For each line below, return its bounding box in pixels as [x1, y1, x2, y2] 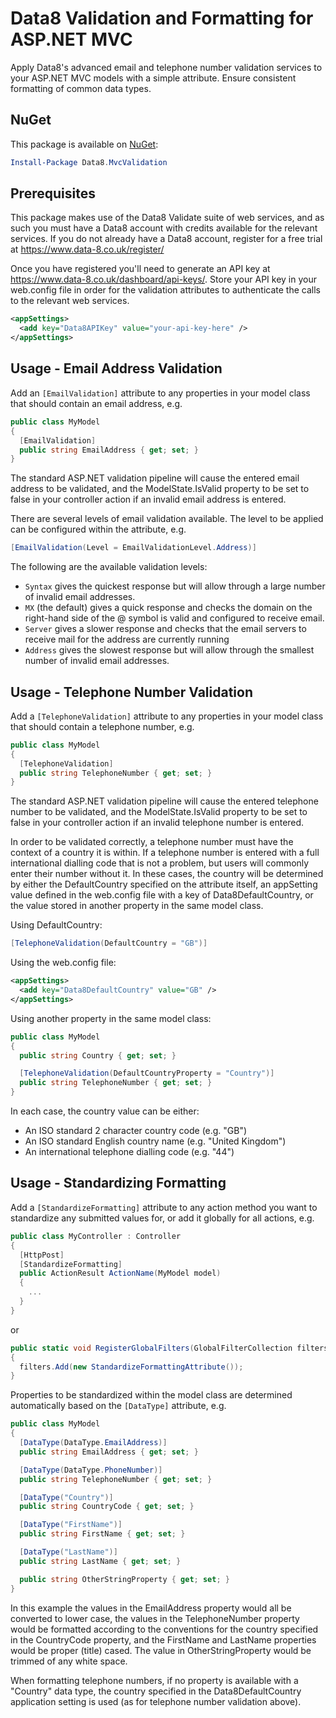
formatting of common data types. [10, 82, 152, 94]
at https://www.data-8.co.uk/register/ [10, 243, 165, 256]
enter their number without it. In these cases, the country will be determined [10, 868, 324, 880]
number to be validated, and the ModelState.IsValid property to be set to [10, 806, 308, 818]
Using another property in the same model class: [10, 1012, 212, 1024]
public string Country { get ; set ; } [19, 1050, 177, 1061]
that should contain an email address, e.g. [10, 397, 183, 409]
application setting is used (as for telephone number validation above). [10, 1695, 302, 1707]
